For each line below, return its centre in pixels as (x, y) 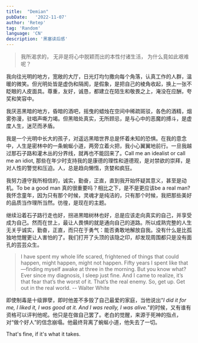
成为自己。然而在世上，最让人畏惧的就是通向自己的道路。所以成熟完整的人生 (99, 223)
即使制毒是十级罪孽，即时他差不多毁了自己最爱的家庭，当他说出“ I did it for (96, 300)
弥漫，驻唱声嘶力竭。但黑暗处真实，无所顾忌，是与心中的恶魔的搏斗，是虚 (101, 118)
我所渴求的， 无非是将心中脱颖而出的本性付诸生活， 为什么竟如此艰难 (105, 56)
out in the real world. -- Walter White (65, 288)
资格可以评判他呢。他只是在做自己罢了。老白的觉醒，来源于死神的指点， (94, 315)
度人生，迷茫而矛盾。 (32, 126)
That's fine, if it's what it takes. (43, 334)
